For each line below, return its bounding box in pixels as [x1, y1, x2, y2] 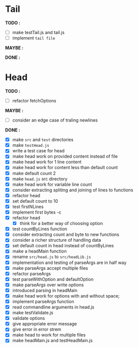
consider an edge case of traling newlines [12, 117, 98, 123]
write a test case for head [12, 148, 65, 154]
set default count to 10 [12, 198, 58, 204]
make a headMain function [12, 248, 67, 254]
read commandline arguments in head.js [12, 304, 94, 310]
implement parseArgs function [12, 298, 74, 304]
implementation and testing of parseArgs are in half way [12, 260, 127, 265]
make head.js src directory [12, 175, 68, 181]
